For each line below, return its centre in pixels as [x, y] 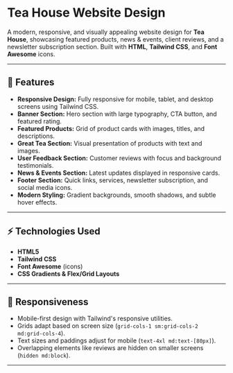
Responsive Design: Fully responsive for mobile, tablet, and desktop [115, 99]
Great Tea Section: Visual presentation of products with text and [110, 143]
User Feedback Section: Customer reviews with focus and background [119, 158]
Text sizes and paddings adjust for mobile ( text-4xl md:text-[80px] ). [116, 340]
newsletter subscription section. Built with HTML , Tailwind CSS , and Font [112, 46]
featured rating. [40, 121]
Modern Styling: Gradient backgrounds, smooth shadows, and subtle [116, 195]
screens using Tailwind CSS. [58, 106]
